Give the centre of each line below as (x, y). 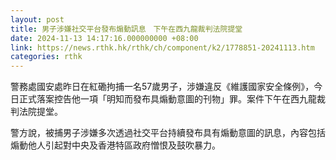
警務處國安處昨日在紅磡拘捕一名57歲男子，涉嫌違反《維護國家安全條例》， (162, 87)
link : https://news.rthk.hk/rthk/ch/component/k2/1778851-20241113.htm (162, 47)
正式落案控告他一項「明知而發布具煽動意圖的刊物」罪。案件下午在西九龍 (167, 99)
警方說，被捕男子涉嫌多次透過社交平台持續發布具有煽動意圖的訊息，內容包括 (168, 133)
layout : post (37, 19)
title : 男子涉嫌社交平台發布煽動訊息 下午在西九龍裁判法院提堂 (126, 29)
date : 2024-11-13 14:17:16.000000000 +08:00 (104, 38)
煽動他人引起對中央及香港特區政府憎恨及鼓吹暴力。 (115, 145)
